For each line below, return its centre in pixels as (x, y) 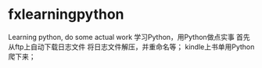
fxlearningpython (66, 14)
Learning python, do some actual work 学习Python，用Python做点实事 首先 (129, 37)
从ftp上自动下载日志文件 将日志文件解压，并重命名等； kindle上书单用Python (131, 47)
